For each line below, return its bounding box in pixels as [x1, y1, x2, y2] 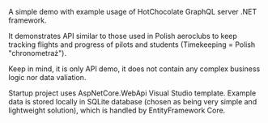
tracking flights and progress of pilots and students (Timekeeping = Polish [8, 40, 256, 49]
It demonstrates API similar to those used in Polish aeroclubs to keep [8, 32, 237, 40]
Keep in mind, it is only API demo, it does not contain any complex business [8, 64, 261, 74]
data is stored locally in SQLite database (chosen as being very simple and [8, 97, 257, 106]
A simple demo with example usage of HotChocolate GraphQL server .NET [8, 7, 257, 16]
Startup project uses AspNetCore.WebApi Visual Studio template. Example [8, 88, 257, 98]
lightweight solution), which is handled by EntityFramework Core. [8, 105, 226, 115]
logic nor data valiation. [8, 73, 87, 82]
